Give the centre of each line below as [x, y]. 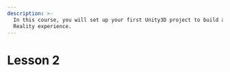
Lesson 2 [34, 60]
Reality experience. [42, 26]
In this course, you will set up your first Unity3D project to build [116, 20]
